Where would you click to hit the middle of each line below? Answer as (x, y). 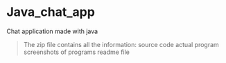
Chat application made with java (52, 31)
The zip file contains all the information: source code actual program (121, 44)
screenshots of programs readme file (76, 52)
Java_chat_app (51, 12)
